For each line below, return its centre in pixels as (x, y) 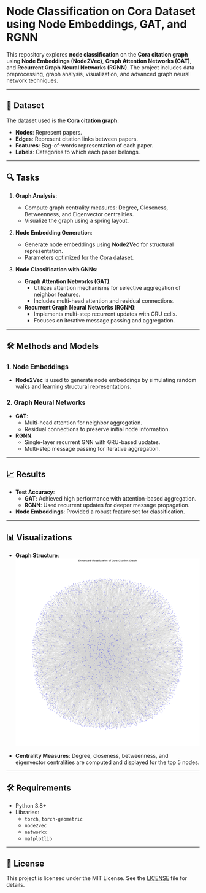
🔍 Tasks (23, 178)
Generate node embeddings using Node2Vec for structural (99, 244)
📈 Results (26, 474)
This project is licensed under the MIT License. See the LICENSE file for (97, 878)
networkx (36, 833)
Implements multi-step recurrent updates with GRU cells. (105, 314)
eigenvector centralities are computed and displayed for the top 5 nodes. (107, 762)
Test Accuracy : (35, 492)
